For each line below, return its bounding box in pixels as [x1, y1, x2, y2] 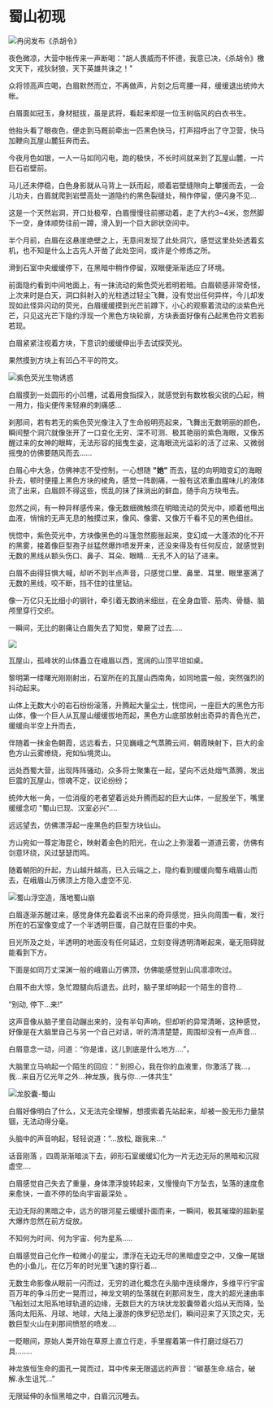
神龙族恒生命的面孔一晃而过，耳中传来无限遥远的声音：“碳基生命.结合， [8, 1363, 249, 1373]
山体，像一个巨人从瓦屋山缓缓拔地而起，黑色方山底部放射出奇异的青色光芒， [8, 710, 265, 720]
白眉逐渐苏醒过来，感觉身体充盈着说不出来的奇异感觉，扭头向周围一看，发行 [8, 909, 265, 920]
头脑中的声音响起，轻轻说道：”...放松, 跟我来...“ [8, 1133, 167, 1143]
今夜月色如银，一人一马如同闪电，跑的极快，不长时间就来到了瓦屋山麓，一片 [8, 152, 265, 163]
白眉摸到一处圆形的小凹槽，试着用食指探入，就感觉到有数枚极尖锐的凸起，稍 [8, 390, 265, 400]
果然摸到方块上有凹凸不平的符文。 [8, 355, 123, 365]
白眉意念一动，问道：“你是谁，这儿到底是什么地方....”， [8, 1043, 193, 1054]
